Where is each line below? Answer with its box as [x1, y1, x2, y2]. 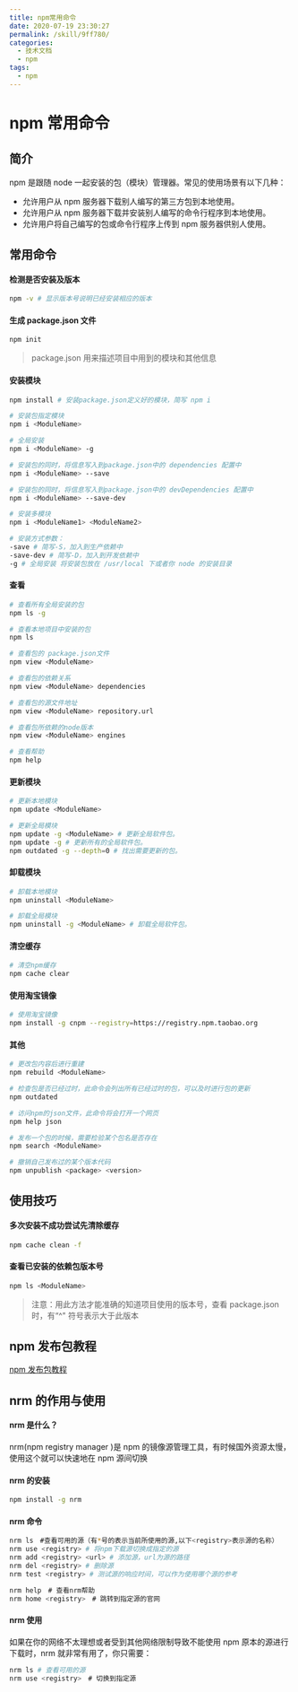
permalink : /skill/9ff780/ [9, 30, 110, 39]
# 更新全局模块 [9, 822, 58, 831]
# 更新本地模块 [9, 797, 58, 806]
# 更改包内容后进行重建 [9, 1060, 85, 1068]
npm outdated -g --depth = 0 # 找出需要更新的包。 [9, 846, 182, 855]
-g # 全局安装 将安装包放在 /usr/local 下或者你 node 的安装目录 [9, 559, 233, 568]
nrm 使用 [9, 1615, 43, 1626]
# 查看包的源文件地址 [9, 698, 78, 707]
